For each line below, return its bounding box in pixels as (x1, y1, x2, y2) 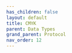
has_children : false (6, 9, 59, 15)
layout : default (6, 15, 47, 21)
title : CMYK (6, 20, 36, 26)
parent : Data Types (6, 26, 56, 32)
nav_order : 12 (6, 37, 42, 43)
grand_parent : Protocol (6, 32, 67, 38)
